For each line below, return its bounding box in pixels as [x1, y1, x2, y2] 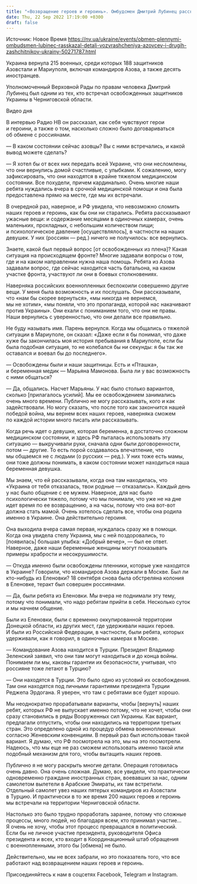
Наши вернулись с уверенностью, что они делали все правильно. [6, 313, 172, 321]
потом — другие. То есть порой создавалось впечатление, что [6, 447, 164, 454]
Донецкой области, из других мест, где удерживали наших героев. [6, 622, 175, 630]
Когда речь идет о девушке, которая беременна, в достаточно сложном [6, 428, 188, 435]
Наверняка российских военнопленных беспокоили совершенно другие [6, 282, 189, 289]
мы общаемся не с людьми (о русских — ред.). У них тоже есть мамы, [6, 453, 185, 460]
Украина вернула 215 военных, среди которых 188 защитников [6, 59, 164, 67]
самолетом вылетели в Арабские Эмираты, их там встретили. [6, 780, 163, 787]
